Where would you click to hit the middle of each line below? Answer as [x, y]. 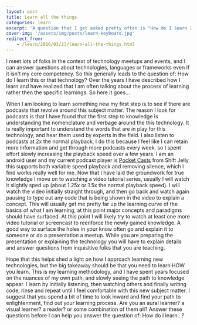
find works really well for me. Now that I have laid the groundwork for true [95, 173]
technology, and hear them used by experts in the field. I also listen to [90, 135]
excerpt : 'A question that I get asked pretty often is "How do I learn [97, 28]
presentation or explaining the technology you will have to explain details [94, 241]
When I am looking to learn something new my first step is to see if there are [98, 104]
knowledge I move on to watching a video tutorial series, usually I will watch [98, 179]
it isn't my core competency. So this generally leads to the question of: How [97, 74]
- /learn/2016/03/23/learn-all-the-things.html [76, 45]
